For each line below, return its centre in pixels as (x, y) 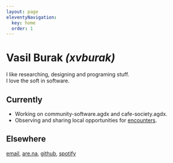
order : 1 (22, 28)
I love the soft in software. (38, 81)
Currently (24, 99)
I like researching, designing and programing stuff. (68, 75)
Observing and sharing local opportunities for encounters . (86, 120)
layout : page (22, 12)
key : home (23, 23)
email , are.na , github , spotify (41, 153)
